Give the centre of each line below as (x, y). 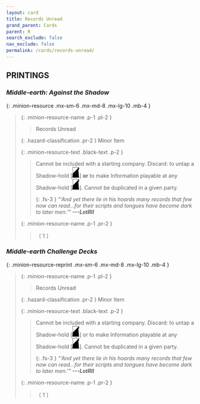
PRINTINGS (28, 76)
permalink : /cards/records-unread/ (50, 51)
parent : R (19, 32)
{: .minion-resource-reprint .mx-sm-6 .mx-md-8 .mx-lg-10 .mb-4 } (88, 265)
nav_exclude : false (30, 44)
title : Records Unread (34, 19)
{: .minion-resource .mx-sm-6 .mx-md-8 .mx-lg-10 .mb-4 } (79, 105)
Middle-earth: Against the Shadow (58, 93)
